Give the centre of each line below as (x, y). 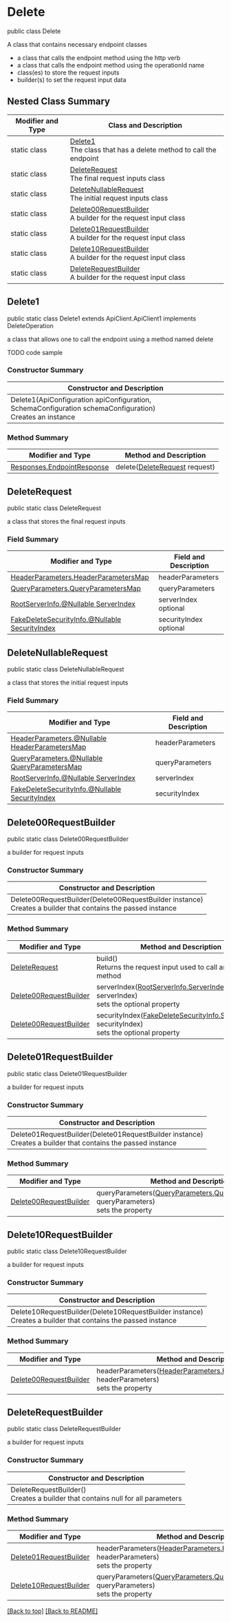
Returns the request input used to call (157, 967)
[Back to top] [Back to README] (53, 1611)
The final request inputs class (117, 178)
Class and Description (145, 125)
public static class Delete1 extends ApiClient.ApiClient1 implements (102, 318)
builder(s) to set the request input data (71, 79)
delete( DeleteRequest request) (165, 467)
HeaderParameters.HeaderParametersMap (80, 578)
